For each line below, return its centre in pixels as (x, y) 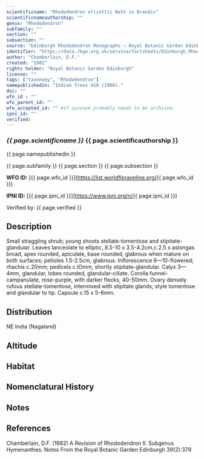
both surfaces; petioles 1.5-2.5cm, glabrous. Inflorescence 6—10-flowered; (100, 261)
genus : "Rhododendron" (35, 23)
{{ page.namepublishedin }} (41, 154)
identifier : (21, 52)
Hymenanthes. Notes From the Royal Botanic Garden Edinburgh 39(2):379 (99, 449)
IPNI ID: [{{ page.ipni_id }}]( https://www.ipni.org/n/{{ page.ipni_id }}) (92, 196)
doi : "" (16, 91)
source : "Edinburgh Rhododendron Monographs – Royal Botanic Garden (95, 46)
